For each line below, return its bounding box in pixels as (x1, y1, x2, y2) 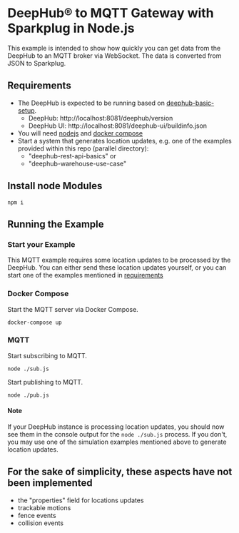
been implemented (7, 477, 93, 489)
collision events (17, 519, 64, 527)
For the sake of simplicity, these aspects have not (7, 466, 233, 478)
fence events (17, 511, 56, 519)
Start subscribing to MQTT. (7, 351, 88, 360)
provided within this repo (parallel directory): (17, 144, 149, 153)
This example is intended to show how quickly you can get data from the (7, 44, 221, 52)
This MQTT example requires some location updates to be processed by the (7, 255, 231, 265)
